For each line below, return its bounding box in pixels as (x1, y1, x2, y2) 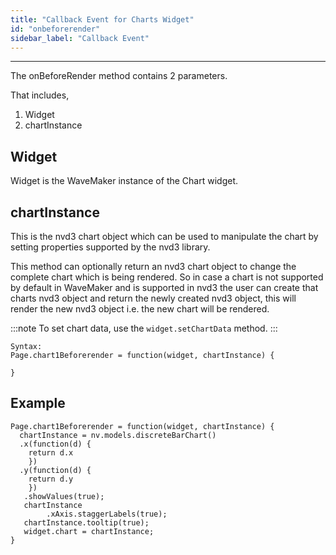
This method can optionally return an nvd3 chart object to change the (10, 261, 297, 272)
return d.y (28, 474, 74, 484)
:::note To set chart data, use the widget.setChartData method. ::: (10, 322, 278, 334)
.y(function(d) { (19, 465, 92, 475)
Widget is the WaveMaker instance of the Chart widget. (10, 175, 238, 187)
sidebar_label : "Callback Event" (10, 33, 150, 43)
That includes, (10, 89, 70, 101)
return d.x (28, 447, 74, 458)
